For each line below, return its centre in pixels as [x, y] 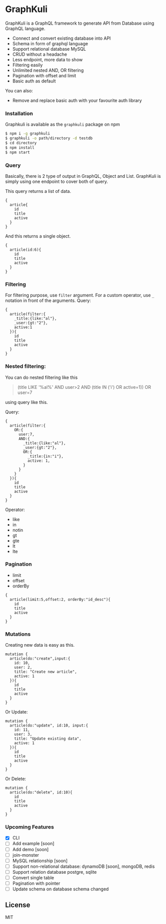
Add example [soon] [33, 844]
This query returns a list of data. [38, 191]
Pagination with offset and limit [44, 75]
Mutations [18, 634]
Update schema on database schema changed [60, 889]
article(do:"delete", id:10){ [41, 792]
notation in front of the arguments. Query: [48, 300]
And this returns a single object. [38, 236]
